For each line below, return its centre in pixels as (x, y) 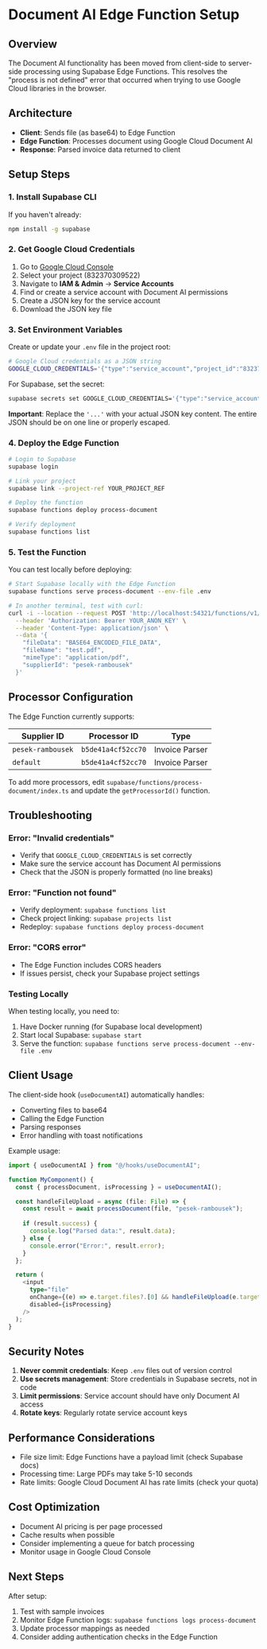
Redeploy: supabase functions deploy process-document (112, 927)
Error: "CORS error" (47, 948)
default (27, 762)
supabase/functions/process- (154, 782)
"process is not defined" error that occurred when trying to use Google (124, 80)
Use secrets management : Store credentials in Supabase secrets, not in (138, 1379)
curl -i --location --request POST (67, 613)
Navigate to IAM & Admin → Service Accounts (97, 283)
